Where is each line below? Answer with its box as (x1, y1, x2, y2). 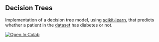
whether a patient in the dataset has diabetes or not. (5, 22, 113, 28)
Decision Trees (5, 4, 53, 12)
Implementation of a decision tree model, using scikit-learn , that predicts (5, 17, 155, 22)
